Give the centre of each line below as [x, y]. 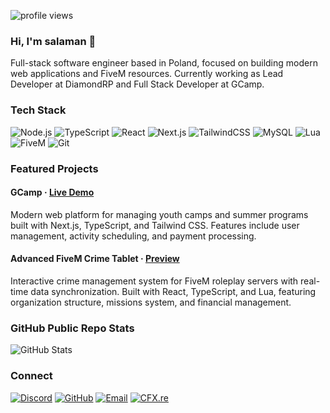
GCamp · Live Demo [52, 192]
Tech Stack [38, 110]
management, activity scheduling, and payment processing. [133, 236]
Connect [31, 376]
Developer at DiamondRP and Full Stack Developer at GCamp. [137, 84]
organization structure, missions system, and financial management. [151, 302]
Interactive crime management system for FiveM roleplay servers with [154, 281]
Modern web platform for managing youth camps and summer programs [159, 214]
